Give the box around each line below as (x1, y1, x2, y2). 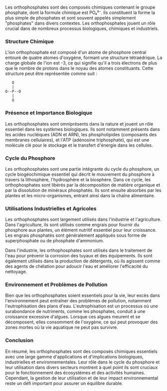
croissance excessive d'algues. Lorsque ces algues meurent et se (5, 314, 141, 320)
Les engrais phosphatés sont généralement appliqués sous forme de (5, 232, 147, 238)
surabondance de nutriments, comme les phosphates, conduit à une (5, 308, 146, 314)
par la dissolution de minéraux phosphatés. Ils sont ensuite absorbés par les (5, 187, 162, 193)
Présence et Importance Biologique (5, 110, 93, 117)
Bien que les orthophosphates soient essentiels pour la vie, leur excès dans (5, 292, 161, 298)
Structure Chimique (5, 38, 54, 45)
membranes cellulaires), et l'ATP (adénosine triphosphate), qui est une (5, 137, 150, 143)
